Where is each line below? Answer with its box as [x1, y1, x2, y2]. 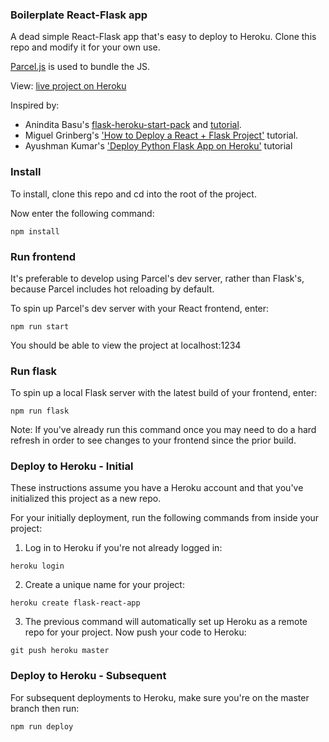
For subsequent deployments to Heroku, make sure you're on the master [10, 691, 310, 703]
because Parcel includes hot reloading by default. [10, 283, 215, 295]
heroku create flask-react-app [10, 598, 141, 608]
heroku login [10, 561, 65, 572]
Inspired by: [10, 99, 60, 112]
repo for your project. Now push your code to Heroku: [24, 626, 247, 638]
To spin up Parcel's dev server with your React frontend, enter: [10, 302, 270, 314]
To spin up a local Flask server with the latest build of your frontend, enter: [10, 387, 318, 399]
